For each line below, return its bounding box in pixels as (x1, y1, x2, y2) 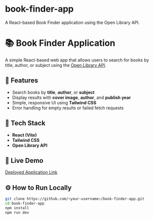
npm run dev (5, 210, 29, 215)
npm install (5, 205, 29, 210)
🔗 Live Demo (5, 156, 44, 164)
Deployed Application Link (5, 169, 58, 175)
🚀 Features (5, 77, 38, 85)
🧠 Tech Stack (5, 119, 46, 127)
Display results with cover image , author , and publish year (12, 94, 131, 100)
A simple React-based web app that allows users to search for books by (5, 57, 149, 63)
